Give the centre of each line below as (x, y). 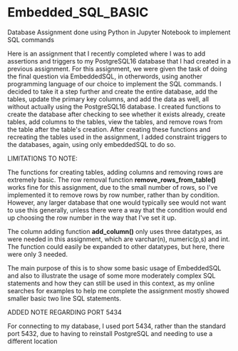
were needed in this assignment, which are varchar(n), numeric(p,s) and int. (119, 239)
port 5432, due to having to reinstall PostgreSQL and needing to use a (110, 333)
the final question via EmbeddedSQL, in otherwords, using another (105, 76)
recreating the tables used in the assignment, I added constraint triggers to (117, 137)
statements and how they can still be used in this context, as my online (111, 283)
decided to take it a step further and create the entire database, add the (113, 91)
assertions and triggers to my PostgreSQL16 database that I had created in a (119, 61)
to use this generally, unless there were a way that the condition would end (117, 210)
